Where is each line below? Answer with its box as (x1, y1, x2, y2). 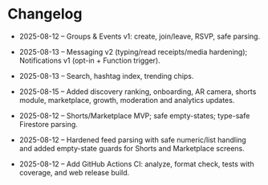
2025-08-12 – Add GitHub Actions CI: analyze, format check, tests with (18, 158, 254, 169)
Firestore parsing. (18, 119, 78, 129)
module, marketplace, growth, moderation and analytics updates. (18, 95, 235, 105)
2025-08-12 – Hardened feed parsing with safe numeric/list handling (18, 134, 246, 145)
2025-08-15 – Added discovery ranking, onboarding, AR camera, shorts (18, 86, 257, 97)
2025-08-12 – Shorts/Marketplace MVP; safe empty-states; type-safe (18, 110, 250, 121)
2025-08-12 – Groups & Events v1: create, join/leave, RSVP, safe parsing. (18, 31, 261, 41)
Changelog (7, 5, 83, 23)
